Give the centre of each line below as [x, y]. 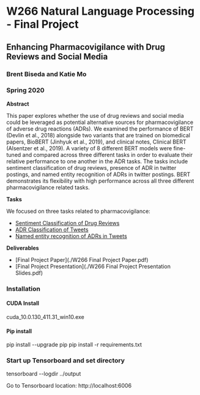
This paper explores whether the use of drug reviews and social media [95, 115]
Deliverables [23, 248]
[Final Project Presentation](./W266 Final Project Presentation [93, 266]
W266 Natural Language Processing [100, 11]
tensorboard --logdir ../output [44, 374]
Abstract [18, 104]
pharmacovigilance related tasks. [48, 187]
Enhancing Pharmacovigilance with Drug [86, 47]
